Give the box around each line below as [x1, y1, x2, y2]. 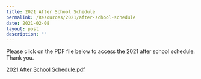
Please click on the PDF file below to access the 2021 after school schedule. [6, 48, 196, 55]
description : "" [6, 31, 47, 37]
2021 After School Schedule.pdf [6, 66, 85, 73]
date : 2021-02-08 [6, 20, 50, 26]
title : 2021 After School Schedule [6, 8, 96, 15]
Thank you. [6, 54, 34, 62]
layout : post [6, 25, 39, 32]
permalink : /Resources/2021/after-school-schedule [6, 14, 136, 21]
